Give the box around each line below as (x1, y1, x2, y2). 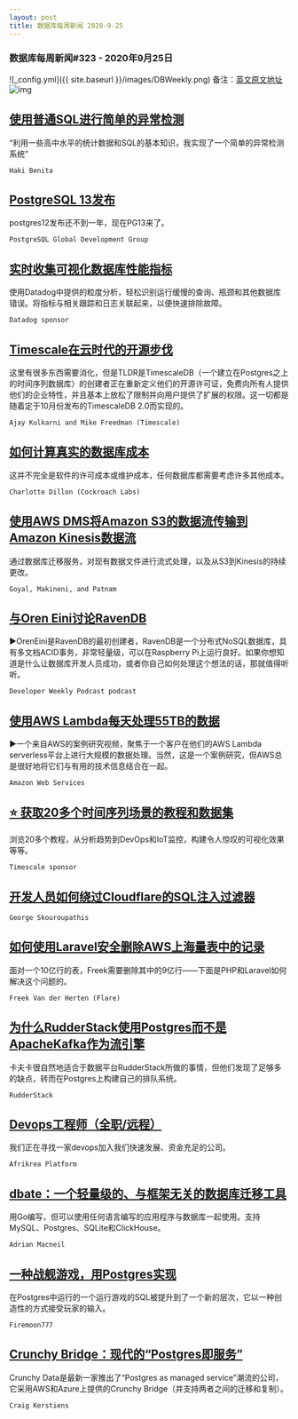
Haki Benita (9, 166, 53, 175)
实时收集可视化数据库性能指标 (9, 261, 173, 276)
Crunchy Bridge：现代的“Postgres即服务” (9, 1347, 243, 1362)
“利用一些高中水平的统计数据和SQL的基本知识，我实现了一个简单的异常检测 (9, 137, 285, 147)
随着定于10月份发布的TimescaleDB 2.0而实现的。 (9, 400, 189, 411)
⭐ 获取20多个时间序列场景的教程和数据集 (9, 805, 234, 820)
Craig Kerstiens (9, 1400, 69, 1410)
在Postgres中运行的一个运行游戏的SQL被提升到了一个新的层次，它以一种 (9, 1291, 275, 1302)
